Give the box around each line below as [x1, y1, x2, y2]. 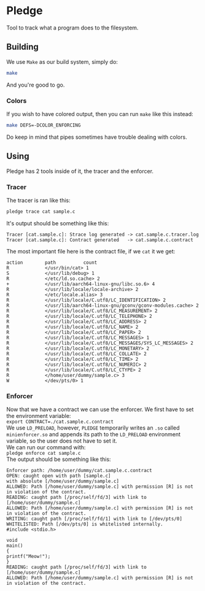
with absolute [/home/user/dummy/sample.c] [6, 478, 120, 485]
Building [6, 42, 39, 52]
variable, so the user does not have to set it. [6, 437, 118, 445]
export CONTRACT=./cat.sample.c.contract [6, 419, 114, 425]
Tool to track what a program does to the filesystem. [6, 24, 139, 31]
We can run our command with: [6, 444, 86, 451]
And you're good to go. [6, 81, 65, 88]
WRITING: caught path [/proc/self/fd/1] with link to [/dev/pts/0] [6, 516, 183, 522]
